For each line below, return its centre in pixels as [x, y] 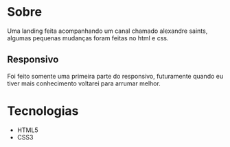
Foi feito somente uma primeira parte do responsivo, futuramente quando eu [115, 76]
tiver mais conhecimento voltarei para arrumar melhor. [84, 83]
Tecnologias [43, 111]
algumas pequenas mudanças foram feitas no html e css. [88, 38]
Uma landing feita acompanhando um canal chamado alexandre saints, [107, 31]
